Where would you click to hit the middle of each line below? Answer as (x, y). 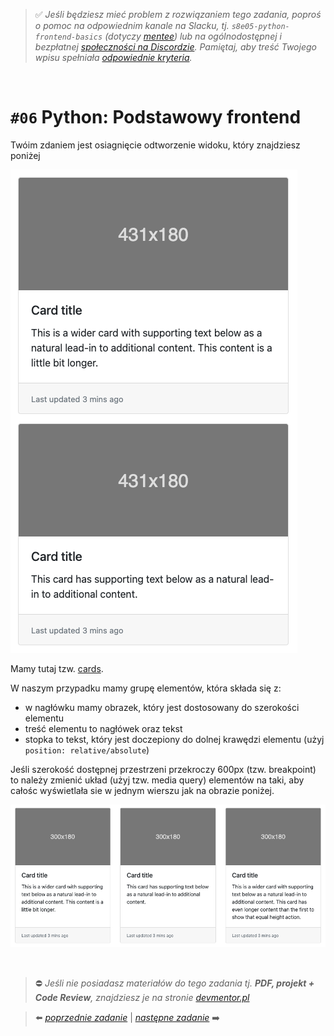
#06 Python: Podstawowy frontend (156, 117)
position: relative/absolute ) (87, 750)
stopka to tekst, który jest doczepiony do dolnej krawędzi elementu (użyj (174, 739)
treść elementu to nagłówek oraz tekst (103, 728)
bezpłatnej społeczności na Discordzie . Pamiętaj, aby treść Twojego (175, 47)
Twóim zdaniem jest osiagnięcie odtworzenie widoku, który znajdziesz (155, 145)
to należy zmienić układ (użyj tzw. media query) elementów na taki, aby (157, 780)
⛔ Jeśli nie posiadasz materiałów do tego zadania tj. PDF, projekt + (174, 983)
